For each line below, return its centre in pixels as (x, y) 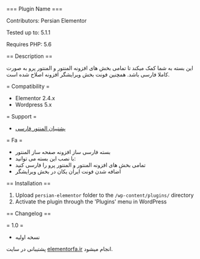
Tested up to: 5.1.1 (28, 32)
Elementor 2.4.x (35, 98)
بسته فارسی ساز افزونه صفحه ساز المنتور (63, 152)
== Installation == (29, 183)
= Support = (22, 116)
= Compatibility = (28, 86)
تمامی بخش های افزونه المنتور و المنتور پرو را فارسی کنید (80, 165)
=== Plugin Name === (34, 9)
